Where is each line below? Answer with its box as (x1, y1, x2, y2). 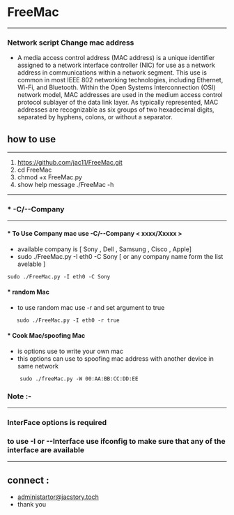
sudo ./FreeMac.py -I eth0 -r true (16, 317, 120, 324)
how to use (7, 133, 56, 145)
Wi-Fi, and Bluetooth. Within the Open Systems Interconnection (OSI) (17, 83, 216, 91)
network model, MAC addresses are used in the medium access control (17, 91, 223, 99)
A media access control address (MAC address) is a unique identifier (17, 54, 215, 62)
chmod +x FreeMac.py (17, 173, 82, 181)
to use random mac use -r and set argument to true (17, 303, 165, 311)
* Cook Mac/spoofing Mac (7, 331, 86, 340)
